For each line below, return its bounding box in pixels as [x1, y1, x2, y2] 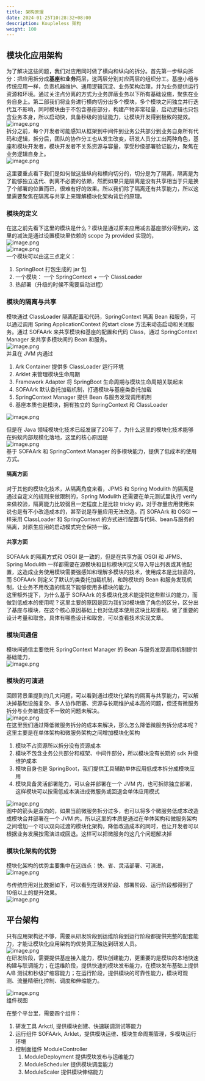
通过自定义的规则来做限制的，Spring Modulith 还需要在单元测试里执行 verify [6, 492, 198, 500]
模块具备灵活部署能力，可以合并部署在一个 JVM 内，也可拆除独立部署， [15, 780, 196, 787]
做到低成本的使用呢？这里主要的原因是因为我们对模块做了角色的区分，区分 [6, 599, 193, 606]
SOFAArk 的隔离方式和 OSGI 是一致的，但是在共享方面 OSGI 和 [6, 553, 164, 561]
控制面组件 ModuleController [15, 1045, 88, 1052]
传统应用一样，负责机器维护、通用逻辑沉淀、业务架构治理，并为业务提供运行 [6, 83, 199, 90]
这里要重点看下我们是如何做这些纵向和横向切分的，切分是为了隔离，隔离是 [6, 170, 193, 177]
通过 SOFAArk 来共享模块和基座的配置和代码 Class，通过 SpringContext [16, 328, 198, 335]
